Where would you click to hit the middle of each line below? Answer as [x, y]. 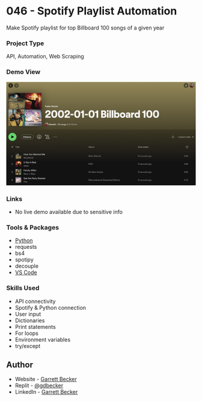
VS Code [26, 272]
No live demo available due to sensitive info [69, 212]
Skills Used [23, 288]
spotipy [24, 260]
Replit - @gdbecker [39, 385]
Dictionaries [30, 320]
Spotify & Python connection [50, 307]
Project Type [25, 43]
